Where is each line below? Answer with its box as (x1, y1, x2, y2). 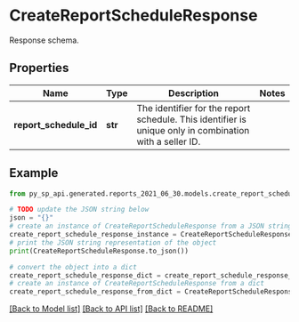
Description (168, 86, 220, 99)
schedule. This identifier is (136, 113, 247, 125)
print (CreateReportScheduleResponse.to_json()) (9, 246, 190, 255)
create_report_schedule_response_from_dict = (9, 287, 181, 296)
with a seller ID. (136, 135, 201, 148)
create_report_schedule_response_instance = (9, 230, 177, 239)
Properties (9, 60, 69, 76)
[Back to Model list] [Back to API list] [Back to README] (9, 303, 214, 314)
